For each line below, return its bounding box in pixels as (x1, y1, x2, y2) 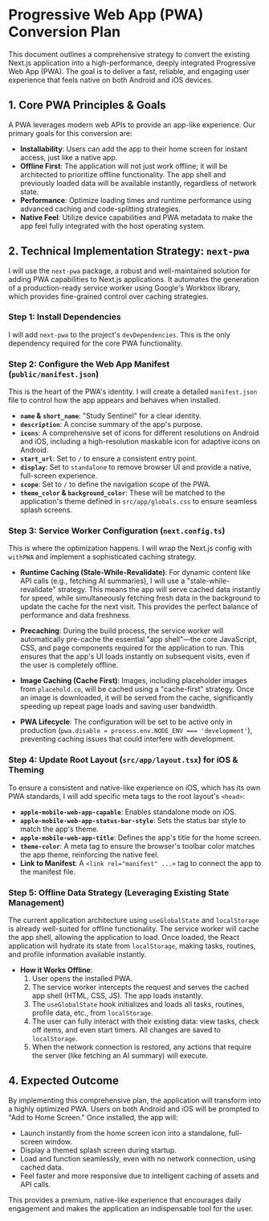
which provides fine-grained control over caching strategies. (8, 292, 209, 301)
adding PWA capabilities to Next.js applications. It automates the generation (8, 274, 259, 284)
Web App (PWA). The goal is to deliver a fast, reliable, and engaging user (8, 66, 250, 76)
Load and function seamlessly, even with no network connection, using (19, 1153, 256, 1163)
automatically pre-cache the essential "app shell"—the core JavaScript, (19, 635, 257, 644)
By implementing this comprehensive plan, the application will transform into (8, 1095, 262, 1105)
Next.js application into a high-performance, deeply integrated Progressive (8, 58, 256, 68)
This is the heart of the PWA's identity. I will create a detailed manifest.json (8, 387, 258, 396)
